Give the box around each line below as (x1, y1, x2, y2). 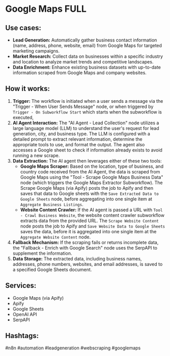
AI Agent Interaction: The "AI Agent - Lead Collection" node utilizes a (12, 120, 159, 126)
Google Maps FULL (5, 3, 87, 15)
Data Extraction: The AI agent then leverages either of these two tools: (12, 158, 162, 164)
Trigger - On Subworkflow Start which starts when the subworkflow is (12, 108, 162, 115)
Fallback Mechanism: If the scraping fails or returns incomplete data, (12, 239, 159, 246)
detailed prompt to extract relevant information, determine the (12, 136, 143, 142)
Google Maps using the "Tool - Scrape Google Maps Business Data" (20, 174, 163, 180)
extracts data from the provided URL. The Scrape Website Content (20, 217, 159, 224)
